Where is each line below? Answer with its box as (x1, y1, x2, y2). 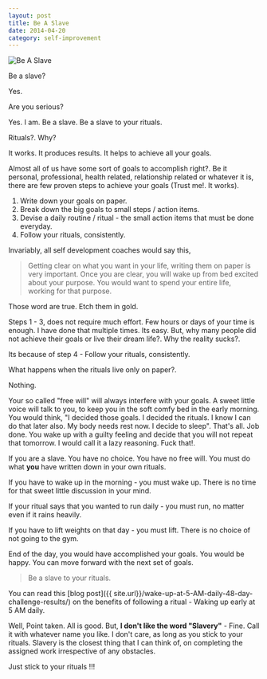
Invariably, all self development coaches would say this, (8, 245, 191, 255)
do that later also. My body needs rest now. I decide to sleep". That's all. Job (8, 422, 260, 431)
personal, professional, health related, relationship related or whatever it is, (8, 172, 254, 182)
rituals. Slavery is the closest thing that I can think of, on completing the (8, 638, 243, 648)
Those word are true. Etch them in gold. (8, 302, 139, 312)
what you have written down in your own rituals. (8, 462, 167, 472)
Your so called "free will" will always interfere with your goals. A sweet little (8, 396, 255, 406)
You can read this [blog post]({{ (8, 589, 112, 599)
